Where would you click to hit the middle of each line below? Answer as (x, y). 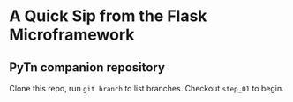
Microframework (72, 35)
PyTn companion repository (87, 67)
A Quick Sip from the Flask (108, 16)
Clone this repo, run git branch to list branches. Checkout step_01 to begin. (146, 88)
